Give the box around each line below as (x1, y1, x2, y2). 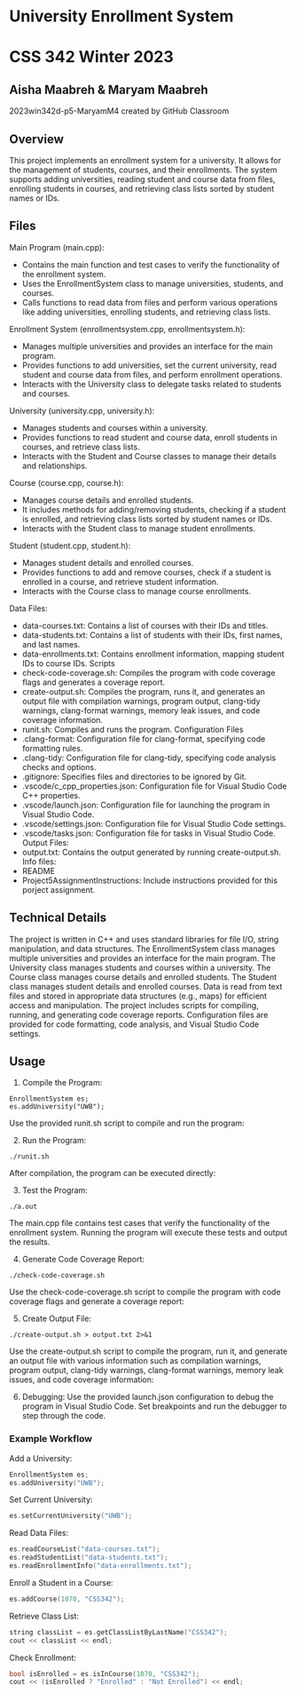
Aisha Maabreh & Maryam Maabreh (9, 82, 208, 97)
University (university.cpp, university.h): (9, 405, 155, 416)
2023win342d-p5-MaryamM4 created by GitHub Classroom (9, 106, 230, 116)
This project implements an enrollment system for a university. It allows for (9, 155, 282, 165)
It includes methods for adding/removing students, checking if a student (21, 504, 286, 514)
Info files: (21, 855, 57, 867)
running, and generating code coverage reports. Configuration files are (9, 1009, 269, 1020)
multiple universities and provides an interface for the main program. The (9, 952, 277, 963)
